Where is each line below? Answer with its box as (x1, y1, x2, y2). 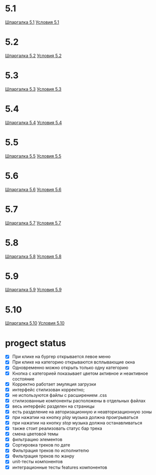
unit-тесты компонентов (12, 459, 63, 465)
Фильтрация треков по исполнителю (12, 447, 89, 453)
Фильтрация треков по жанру (12, 453, 75, 459)
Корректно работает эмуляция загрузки (12, 381, 96, 387)
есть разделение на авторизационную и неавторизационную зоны (12, 409, 152, 415)
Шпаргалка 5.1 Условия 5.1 (5, 19, 60, 25)
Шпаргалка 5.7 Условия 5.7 (5, 220, 61, 226)
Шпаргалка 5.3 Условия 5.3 (5, 86, 62, 92)
